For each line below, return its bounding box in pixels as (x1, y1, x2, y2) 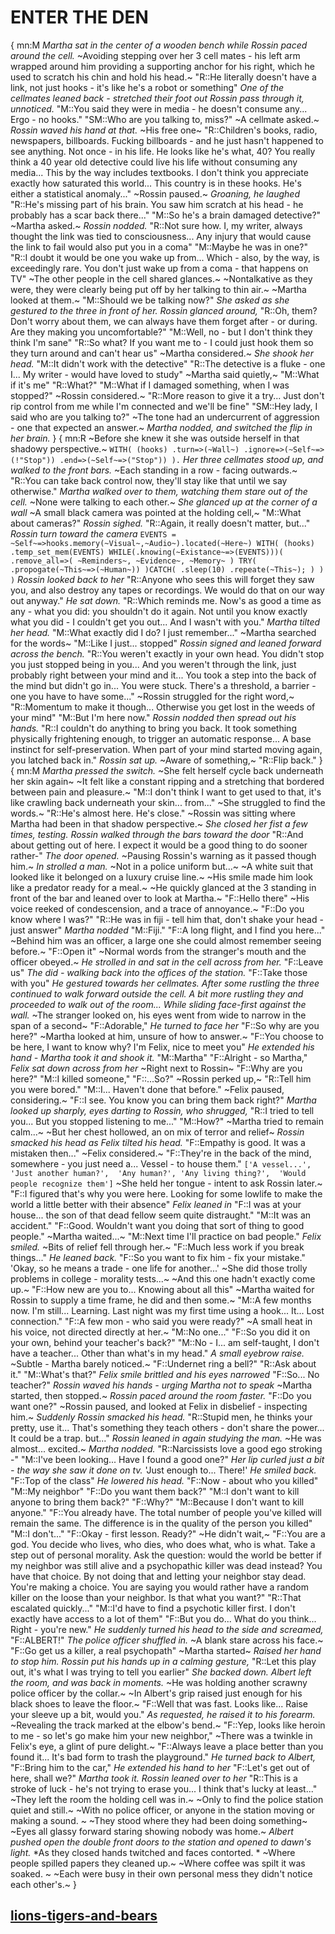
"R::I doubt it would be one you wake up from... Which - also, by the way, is (10, 251, 320, 263)
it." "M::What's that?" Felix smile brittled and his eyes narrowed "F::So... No (10, 1368, 320, 1380)
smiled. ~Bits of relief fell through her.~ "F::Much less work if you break (10, 1241, 305, 1253)
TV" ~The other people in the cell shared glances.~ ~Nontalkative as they (10, 272, 313, 285)
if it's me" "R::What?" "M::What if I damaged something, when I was (10, 379, 290, 391)
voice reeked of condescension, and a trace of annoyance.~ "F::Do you (10, 902, 305, 915)
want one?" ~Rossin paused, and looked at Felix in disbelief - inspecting (10, 1400, 308, 1412)
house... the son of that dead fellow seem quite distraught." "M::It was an (10, 1209, 312, 1221)
